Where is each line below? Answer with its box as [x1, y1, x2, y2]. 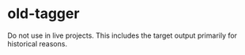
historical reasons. [7, 38, 68, 48]
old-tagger [7, 5, 80, 23]
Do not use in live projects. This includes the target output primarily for [7, 31, 238, 40]
